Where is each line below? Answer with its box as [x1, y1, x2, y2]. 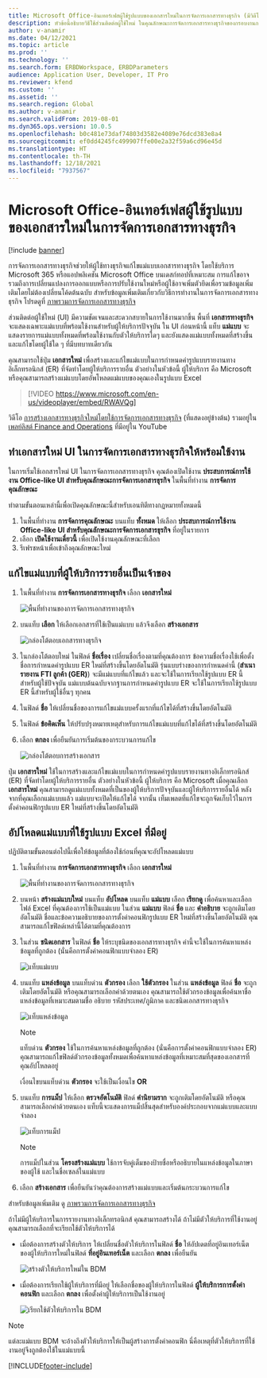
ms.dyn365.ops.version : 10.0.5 [8, 122, 112, 130]
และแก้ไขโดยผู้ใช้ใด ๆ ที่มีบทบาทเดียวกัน [8, 339, 113, 348]
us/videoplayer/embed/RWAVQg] [27, 397, 137, 406]
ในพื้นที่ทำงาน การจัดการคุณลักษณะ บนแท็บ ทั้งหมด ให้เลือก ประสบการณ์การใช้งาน [19, 516, 236, 526]
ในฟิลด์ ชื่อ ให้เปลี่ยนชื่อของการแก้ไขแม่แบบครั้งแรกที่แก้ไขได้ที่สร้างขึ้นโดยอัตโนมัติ [19, 703, 232, 712]
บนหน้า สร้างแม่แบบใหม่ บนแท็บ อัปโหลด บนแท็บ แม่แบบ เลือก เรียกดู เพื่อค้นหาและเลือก [19, 895, 252, 904]
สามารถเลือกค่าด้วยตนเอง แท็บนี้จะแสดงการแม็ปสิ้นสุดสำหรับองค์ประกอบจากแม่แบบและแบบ [19, 1102, 257, 1112]
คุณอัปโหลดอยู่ [19, 1061, 59, 1070]
